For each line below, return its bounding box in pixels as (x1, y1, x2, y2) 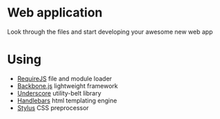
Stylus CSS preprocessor (17, 103, 90, 111)
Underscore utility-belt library (17, 89, 101, 97)
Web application (7, 5, 103, 21)
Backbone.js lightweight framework (17, 81, 119, 90)
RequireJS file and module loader (17, 74, 112, 83)
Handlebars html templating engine (17, 96, 117, 105)
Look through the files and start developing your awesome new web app (7, 28, 213, 36)
